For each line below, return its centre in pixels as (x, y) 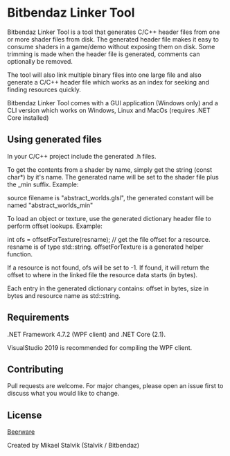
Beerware (21, 432)
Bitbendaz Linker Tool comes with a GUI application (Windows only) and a (113, 103)
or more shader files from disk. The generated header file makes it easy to (113, 39)
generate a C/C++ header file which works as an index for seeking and (108, 82)
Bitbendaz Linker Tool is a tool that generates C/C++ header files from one (114, 32)
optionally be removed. (40, 61)
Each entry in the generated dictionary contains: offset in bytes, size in (108, 288)
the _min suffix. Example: (43, 184)
